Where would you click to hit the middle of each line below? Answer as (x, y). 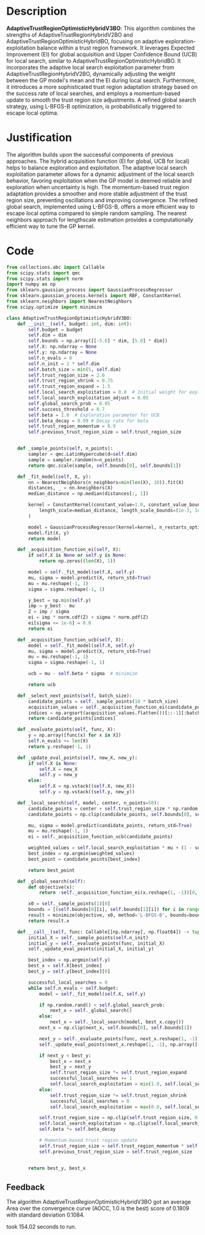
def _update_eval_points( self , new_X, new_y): (77, 758)
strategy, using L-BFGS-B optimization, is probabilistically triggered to (94, 106)
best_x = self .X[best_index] (65, 966)
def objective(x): (52, 887)
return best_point (52, 870)
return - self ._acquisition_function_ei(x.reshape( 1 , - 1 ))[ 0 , (118, 893)
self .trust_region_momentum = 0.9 (72, 426)
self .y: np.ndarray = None (63, 353)
